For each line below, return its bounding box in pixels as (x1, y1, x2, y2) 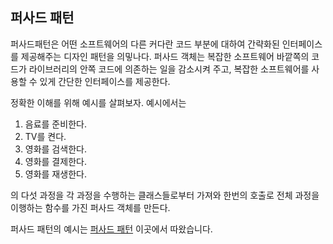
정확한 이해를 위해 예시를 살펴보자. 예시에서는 (10, 96, 187, 108)
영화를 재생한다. (24, 168, 87, 180)
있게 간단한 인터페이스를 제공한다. (39, 75, 171, 87)
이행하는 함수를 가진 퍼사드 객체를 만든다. (10, 201, 171, 213)
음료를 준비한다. (24, 118, 87, 130)
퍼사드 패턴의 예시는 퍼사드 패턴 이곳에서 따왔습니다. (10, 223, 213, 235)
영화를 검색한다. (24, 143, 87, 155)
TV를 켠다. (24, 130, 67, 142)
